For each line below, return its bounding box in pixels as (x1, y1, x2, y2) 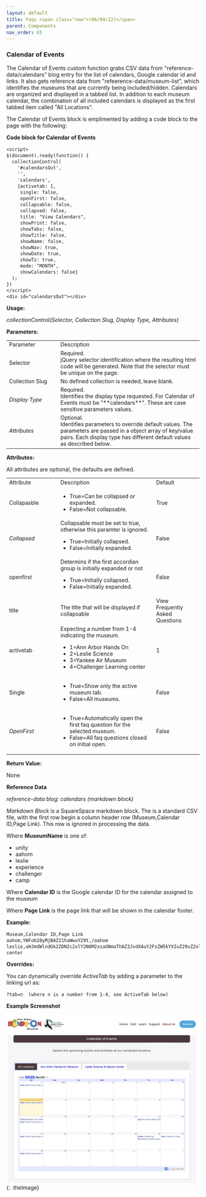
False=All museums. (69, 695, 121, 703)
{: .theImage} (6, 1184, 40, 1191)
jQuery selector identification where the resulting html (60, 356, 196, 363)
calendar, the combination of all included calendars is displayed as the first (6, 97, 196, 104)
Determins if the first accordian (60, 558, 139, 565)
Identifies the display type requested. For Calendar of (60, 392, 195, 400)
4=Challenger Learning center (69, 663, 146, 670)
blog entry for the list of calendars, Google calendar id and (48, 71, 196, 78)
